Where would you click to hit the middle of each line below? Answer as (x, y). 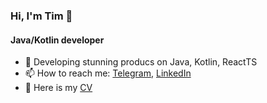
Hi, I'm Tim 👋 (41, 16)
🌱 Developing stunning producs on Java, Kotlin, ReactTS (141, 62)
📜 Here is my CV (58, 88)
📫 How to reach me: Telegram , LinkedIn (108, 73)
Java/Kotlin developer (57, 40)
